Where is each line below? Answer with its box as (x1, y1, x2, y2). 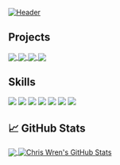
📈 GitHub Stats (8, 122, 86, 136)
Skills (8, 76, 36, 89)
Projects (8, 30, 51, 44)
